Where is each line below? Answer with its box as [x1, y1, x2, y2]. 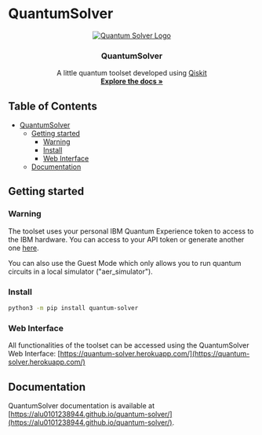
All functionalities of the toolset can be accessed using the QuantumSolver [8, 341, 249, 350]
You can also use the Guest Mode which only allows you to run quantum [8, 258, 242, 267]
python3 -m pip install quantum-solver [8, 304, 139, 312]
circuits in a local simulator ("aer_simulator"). [8, 267, 153, 276]
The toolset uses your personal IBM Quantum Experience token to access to [8, 226, 254, 236]
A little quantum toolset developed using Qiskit [56, 68, 207, 78]
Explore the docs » [100, 76, 163, 87]
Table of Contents [8, 99, 98, 112]
